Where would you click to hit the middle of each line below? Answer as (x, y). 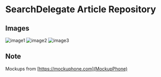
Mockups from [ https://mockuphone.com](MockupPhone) (66, 69)
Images (17, 28)
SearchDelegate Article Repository (81, 9)
